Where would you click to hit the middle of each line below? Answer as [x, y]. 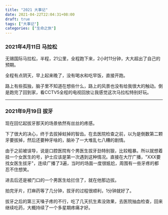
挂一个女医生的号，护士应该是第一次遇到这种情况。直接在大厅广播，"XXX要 [83, 157]
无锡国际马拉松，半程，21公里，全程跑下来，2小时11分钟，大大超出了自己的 [83, 58]
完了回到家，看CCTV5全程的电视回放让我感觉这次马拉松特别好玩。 [82, 92]
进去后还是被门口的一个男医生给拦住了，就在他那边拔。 [62, 180]
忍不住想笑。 [18, 169]
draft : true [17, 19]
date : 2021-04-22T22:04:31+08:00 [40, 14]
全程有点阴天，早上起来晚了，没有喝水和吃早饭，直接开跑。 [66, 75]
